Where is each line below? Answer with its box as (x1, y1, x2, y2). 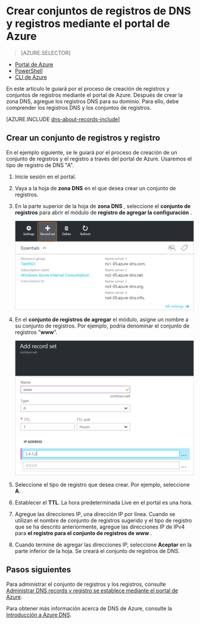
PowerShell (14, 67, 43, 74)
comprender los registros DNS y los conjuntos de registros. (6, 104, 152, 111)
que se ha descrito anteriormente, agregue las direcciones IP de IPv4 (14, 523, 185, 530)
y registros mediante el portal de (6, 17, 170, 30)
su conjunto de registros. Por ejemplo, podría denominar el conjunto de (14, 322, 190, 329)
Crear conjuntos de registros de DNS (6, 4, 192, 18)
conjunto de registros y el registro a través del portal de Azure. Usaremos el (6, 155, 192, 162)
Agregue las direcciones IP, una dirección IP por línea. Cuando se (14, 511, 176, 517)
